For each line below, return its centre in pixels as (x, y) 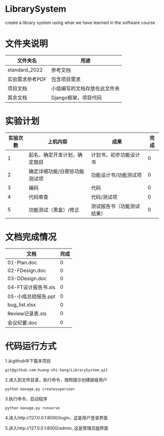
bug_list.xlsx (22, 304)
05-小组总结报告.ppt (31, 296)
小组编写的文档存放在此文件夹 (85, 88)
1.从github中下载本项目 (28, 361)
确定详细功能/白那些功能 (56, 171)
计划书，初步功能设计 (115, 155)
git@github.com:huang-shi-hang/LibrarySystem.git (57, 370)
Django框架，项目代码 (76, 97)
